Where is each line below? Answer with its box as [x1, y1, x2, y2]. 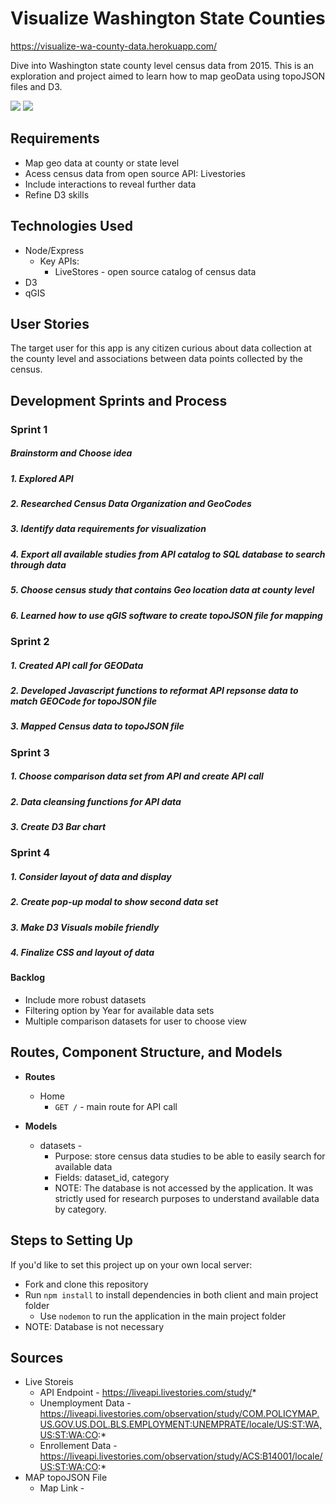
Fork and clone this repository [24, 1278, 149, 1290]
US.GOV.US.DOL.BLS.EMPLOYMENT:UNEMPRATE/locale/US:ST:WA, [39, 1418, 322, 1431]
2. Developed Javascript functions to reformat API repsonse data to [10, 684, 299, 696]
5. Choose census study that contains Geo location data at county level [10, 584, 315, 596]
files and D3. [10, 80, 63, 92]
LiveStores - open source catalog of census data [54, 265, 257, 277]
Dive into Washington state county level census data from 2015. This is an [10, 59, 314, 71]
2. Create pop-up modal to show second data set [10, 896, 219, 908]
